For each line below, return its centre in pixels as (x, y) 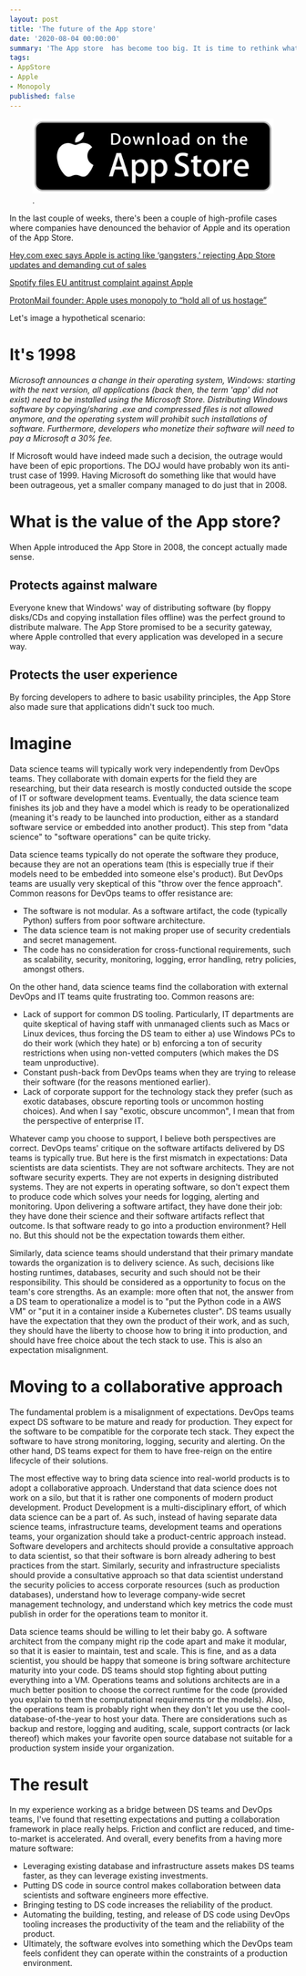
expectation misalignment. (59, 1349)
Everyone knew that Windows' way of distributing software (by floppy (140, 608)
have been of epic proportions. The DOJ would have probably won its (140, 466)
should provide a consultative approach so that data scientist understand (147, 1575)
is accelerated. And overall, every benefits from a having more (165, 1839)
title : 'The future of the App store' (83, 29)
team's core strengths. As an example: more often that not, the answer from (152, 1292)
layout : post (34, 19)
